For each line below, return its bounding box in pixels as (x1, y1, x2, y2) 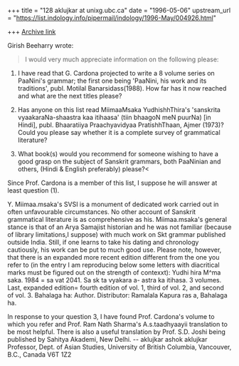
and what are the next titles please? (17, 92, 122, 100)
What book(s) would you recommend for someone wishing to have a (17, 150, 219, 158)
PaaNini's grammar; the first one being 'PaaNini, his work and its (17, 76, 207, 85)
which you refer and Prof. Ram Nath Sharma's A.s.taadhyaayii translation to (7, 320, 228, 328)
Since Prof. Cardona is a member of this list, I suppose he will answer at (7, 178, 218, 187)
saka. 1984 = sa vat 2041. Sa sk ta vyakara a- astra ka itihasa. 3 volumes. (7, 276, 222, 284)
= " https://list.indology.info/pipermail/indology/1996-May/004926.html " (7, 14, 217, 22)
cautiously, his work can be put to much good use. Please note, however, (7, 245, 222, 254)
